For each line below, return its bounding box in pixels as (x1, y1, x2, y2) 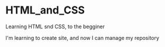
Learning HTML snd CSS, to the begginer (5, 23, 105, 30)
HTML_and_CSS (5, 4, 85, 17)
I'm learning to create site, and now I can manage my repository (5, 34, 159, 41)
